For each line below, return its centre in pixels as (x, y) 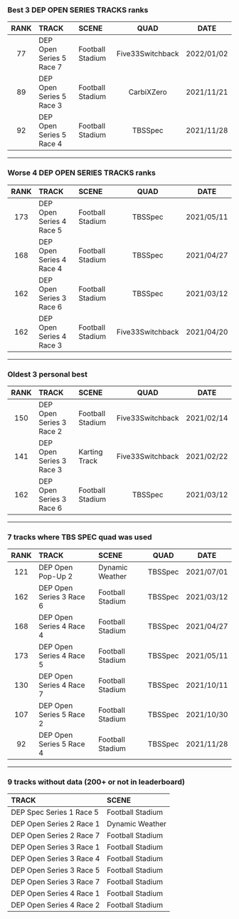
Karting (90, 452)
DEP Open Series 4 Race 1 (55, 893)
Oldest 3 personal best (47, 374)
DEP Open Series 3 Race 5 (55, 870)
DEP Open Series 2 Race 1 (55, 824)
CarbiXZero (148, 92)
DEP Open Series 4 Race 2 (55, 905)
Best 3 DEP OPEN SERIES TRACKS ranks (78, 10)
